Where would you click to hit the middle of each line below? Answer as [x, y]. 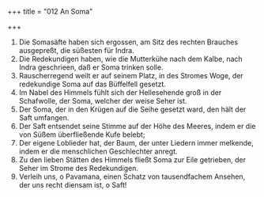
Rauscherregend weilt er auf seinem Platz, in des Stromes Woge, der [131, 76]
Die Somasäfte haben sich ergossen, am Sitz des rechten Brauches [128, 42]
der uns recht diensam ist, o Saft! [73, 185]
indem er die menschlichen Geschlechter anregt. [98, 151]
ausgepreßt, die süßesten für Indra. [77, 50]
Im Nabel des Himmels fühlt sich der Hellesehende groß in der [120, 93]
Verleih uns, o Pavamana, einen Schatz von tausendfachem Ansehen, [132, 176]
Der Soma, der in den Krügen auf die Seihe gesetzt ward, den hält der [132, 109]
